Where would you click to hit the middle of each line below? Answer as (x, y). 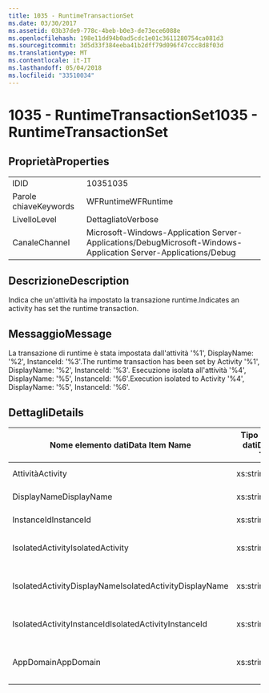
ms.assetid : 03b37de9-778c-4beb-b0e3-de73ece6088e (94, 30)
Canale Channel (41, 242)
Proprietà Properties (59, 162)
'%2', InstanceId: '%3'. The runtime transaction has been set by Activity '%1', (134, 362)
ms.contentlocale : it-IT (50, 61)
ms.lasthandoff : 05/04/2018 (55, 68)
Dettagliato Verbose (122, 219)
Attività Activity (40, 474)
